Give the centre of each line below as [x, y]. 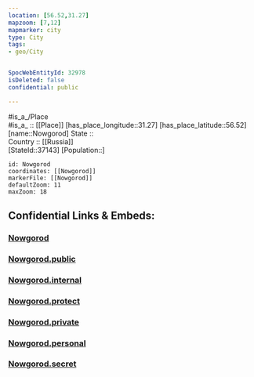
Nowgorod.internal [45, 280]
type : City [26, 37]
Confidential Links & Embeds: [82, 216]
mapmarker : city [34, 30]
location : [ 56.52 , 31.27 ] [49, 15]
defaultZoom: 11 [34, 185]
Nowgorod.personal [47, 343]
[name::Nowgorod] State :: [51, 133]
